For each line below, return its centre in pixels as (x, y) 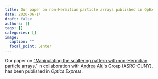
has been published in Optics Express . (44, 71)
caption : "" (22, 42)
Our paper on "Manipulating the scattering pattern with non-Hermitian (76, 60)
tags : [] (14, 28)
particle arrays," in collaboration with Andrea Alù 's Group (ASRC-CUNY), (79, 66)
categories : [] (21, 33)
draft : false (19, 19)
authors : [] (17, 23)
